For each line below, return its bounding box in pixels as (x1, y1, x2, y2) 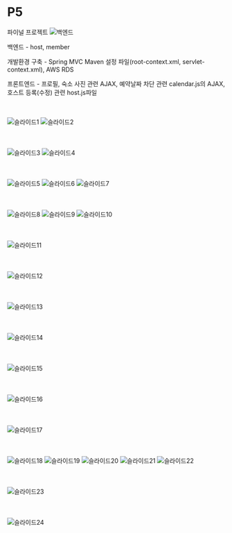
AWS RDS (46, 65, 74, 74)
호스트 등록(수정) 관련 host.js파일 (7, 88, 98, 96)
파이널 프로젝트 (7, 28, 48, 36)
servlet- (182, 57, 206, 66)
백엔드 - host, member (7, 42, 71, 51)
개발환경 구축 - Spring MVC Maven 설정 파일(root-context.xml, (7, 57, 181, 66)
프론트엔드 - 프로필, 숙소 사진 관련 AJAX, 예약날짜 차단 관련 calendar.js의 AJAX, (7, 79, 225, 87)
